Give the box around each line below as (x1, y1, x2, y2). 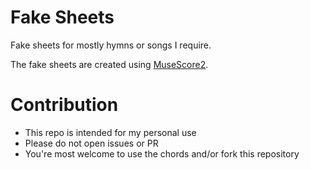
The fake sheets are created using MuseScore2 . (10, 58, 209, 70)
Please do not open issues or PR (24, 137, 159, 149)
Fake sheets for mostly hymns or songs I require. (10, 39, 212, 51)
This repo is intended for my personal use (24, 126, 197, 138)
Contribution (10, 94, 119, 116)
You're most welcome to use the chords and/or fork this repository (24, 147, 300, 160)
